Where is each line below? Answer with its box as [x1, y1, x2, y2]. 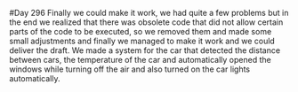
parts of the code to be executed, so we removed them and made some [9, 27, 272, 36]
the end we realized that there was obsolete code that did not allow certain [9, 17, 284, 27]
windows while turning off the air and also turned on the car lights [9, 64, 251, 74]
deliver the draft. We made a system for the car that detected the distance [9, 45, 281, 56]
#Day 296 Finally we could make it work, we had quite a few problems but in [9, 8, 289, 18]
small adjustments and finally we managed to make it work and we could [9, 35, 276, 46]
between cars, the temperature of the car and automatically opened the [9, 55, 271, 65]
